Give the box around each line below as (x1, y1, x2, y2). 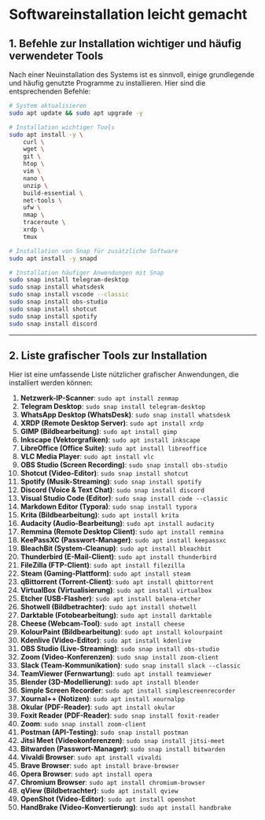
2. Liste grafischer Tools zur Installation (9, 348, 208, 362)
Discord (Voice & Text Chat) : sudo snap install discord (20, 485, 205, 495)
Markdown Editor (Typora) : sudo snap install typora (20, 502, 197, 512)
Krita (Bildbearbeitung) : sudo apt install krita (20, 510, 179, 520)
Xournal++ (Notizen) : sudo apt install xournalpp (20, 694, 186, 704)
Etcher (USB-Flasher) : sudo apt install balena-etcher (20, 594, 201, 603)
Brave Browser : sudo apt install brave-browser (20, 761, 179, 770)
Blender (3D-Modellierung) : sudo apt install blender (20, 678, 200, 687)
